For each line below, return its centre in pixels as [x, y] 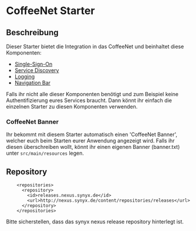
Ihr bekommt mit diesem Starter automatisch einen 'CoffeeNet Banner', [92, 135]
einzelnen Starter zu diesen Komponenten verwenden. [72, 106]
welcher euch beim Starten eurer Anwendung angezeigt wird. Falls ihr [90, 141]
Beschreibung [32, 33]
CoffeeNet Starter [50, 11]
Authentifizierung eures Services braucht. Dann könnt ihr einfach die [89, 100]
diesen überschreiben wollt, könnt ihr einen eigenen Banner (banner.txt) [93, 147]
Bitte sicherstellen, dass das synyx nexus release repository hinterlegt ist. [95, 222]
